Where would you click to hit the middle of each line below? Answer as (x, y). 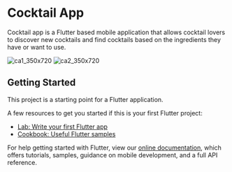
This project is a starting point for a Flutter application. (85, 99)
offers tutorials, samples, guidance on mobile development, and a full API (113, 155)
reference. (22, 162)
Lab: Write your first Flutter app (63, 127)
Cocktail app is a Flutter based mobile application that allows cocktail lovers (116, 32)
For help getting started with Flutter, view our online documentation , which (115, 148)
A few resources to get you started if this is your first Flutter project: (105, 113)
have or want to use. (37, 47)
